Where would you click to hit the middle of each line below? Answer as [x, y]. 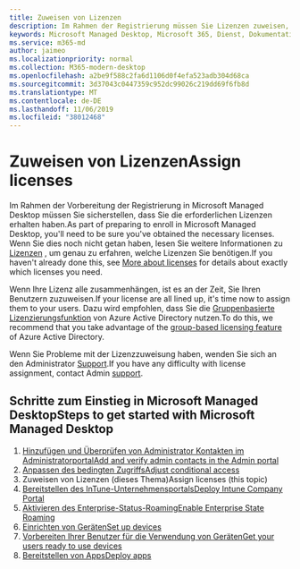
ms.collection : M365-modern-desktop [77, 68]
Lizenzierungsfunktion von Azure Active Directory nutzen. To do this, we [142, 318]
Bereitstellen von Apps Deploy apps [87, 555]
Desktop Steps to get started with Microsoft [132, 416]
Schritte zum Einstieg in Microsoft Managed [134, 401]
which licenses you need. [56, 272]
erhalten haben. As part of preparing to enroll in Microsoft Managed [133, 225]
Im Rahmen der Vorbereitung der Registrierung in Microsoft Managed [137, 206]
